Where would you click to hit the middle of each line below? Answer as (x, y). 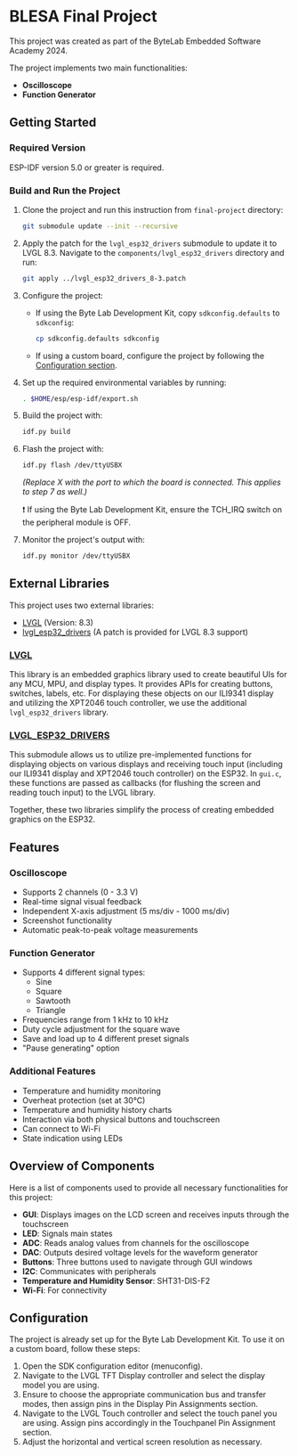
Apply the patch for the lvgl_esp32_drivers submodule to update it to (149, 243)
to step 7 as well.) (54, 492)
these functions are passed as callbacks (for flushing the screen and (135, 783)
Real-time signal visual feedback (82, 902)
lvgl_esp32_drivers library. (59, 712)
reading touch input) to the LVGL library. (82, 793)
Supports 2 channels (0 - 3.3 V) (80, 892)
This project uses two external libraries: (81, 605)
